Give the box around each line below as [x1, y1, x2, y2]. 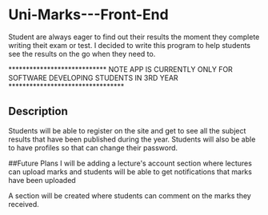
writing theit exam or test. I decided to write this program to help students [8, 40, 250, 50]
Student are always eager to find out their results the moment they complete [8, 32, 260, 42]
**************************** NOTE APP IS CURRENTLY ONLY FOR [8, 64, 234, 74]
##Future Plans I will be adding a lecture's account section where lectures [8, 158, 252, 168]
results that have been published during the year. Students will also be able [8, 134, 256, 144]
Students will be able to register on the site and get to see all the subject [8, 125, 246, 135]
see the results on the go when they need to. [8, 49, 156, 58]
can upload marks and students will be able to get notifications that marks [8, 166, 252, 177]
